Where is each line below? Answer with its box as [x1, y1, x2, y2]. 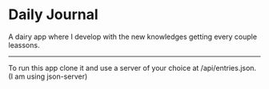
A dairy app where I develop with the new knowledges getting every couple [8, 32, 258, 41]
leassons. [8, 40, 40, 49]
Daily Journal [8, 6, 98, 24]
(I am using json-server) [8, 72, 88, 81]
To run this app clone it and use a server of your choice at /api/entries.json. [8, 63, 257, 72]
